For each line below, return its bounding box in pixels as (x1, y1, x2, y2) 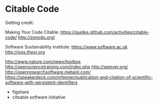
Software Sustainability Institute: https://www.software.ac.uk (5, 44, 128, 50)
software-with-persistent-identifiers (5, 79, 78, 85)
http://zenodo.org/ (18, 34, 55, 40)
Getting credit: (5, 20, 34, 26)
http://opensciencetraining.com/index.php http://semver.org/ (5, 64, 129, 70)
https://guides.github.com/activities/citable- (60, 29, 150, 35)
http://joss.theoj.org (5, 49, 45, 55)
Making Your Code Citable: (5, 29, 60, 35)
